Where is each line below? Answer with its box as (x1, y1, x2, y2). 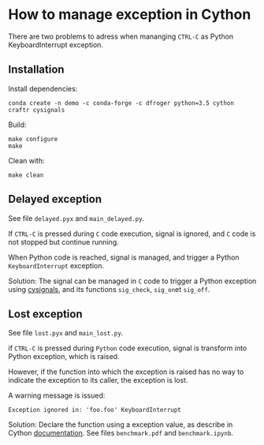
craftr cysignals (8, 106, 65, 114)
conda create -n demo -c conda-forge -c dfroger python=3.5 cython (8, 99, 235, 107)
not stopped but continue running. (8, 237, 120, 246)
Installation (8, 63, 65, 77)
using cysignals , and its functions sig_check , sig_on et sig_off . (8, 284, 210, 294)
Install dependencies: (8, 84, 78, 93)
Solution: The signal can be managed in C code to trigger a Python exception (8, 276, 257, 286)
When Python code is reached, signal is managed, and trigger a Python (8, 252, 240, 262)
